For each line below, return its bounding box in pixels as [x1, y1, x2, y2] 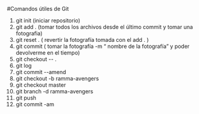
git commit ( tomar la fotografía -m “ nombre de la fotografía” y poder [15, 42, 190, 50]
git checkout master [15, 81, 66, 89]
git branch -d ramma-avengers [15, 88, 94, 95]
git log [15, 62, 32, 69]
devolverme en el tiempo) [15, 49, 80, 56]
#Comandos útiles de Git [7, 5, 69, 12]
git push [15, 94, 37, 101]
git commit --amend [15, 69, 66, 75]
